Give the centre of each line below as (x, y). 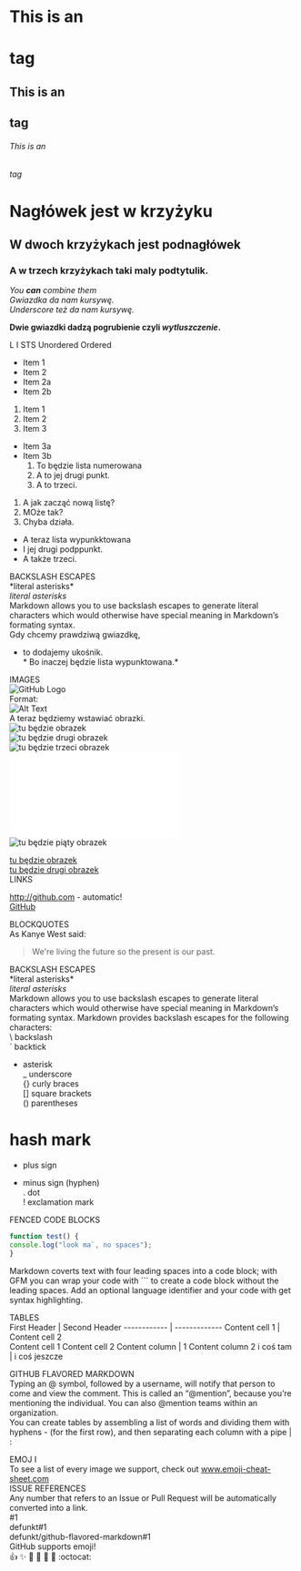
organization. (34, 1413)
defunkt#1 (28, 1526)
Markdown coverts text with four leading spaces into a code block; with (143, 1270)
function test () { (44, 1237)
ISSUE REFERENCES (48, 1488)
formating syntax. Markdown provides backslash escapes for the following (149, 1018)
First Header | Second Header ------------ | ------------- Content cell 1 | (145, 1327)
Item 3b (37, 456)
